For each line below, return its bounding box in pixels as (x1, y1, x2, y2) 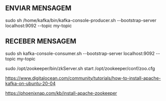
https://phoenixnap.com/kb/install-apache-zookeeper (5, 90, 118, 96)
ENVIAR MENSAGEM (5, 4, 72, 12)
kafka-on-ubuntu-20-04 (5, 80, 56, 86)
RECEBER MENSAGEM (5, 37, 77, 45)
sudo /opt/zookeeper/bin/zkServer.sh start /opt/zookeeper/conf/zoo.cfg (5, 65, 155, 71)
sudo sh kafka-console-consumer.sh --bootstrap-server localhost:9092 (5, 50, 155, 56)
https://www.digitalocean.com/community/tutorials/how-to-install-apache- (5, 75, 161, 81)
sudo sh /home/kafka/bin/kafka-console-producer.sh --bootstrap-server (5, 17, 157, 23)
